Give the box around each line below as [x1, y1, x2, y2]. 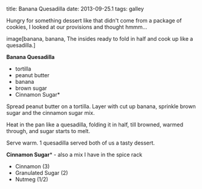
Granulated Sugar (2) [15, 170, 68, 176]
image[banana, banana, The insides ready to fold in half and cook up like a [6, 35, 193, 42]
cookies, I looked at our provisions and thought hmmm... [6, 24, 148, 30]
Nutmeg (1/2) [15, 176, 49, 183]
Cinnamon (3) [15, 163, 50, 170]
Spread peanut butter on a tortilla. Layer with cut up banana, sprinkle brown [6, 103, 196, 110]
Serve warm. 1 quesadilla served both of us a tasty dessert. [6, 139, 155, 146]
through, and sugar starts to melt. [6, 128, 90, 134]
